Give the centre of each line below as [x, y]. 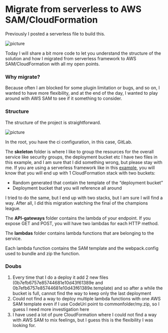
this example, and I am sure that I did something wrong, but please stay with [84, 162]
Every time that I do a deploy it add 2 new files [60, 277]
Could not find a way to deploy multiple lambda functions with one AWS [87, 298]
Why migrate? [23, 77]
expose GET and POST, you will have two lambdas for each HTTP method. [82, 223]
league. [13, 208]
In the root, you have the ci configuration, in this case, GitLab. [69, 142]
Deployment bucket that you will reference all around [67, 188]
